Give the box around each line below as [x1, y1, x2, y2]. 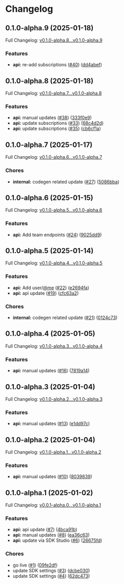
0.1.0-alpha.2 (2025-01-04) [5, 435, 96, 444]
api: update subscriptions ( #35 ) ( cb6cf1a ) [12, 125, 101, 131]
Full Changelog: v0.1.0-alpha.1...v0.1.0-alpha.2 [5, 449, 101, 455]
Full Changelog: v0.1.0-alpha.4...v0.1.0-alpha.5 [5, 260, 102, 266]
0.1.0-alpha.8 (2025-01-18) [5, 77, 94, 85]
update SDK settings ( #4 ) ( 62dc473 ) [12, 573, 90, 579]
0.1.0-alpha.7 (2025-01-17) [5, 140, 93, 149]
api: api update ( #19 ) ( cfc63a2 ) [12, 290, 79, 296]
